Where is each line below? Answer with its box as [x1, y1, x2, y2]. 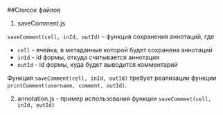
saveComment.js [17, 19, 66, 27]
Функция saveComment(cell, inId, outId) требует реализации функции [7, 74, 217, 82]
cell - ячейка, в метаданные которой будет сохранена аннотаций [17, 46, 213, 54]
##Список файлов [7, 6, 61, 14]
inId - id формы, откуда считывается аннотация [17, 53, 160, 61]
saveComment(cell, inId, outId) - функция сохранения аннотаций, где [7, 32, 215, 41]
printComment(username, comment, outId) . [7, 81, 127, 89]
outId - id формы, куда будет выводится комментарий [17, 61, 178, 68]
